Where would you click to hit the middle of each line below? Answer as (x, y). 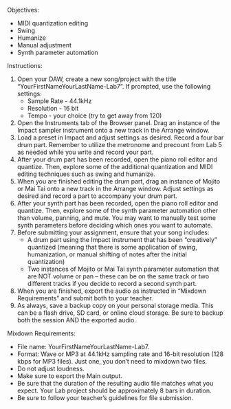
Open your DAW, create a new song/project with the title (97, 79)
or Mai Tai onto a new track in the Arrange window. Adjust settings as (115, 189)
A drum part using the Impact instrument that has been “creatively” (122, 240)
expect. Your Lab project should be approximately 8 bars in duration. (114, 390)
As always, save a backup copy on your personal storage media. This (115, 306)
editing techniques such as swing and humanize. (86, 174)
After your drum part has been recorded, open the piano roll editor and (117, 159)
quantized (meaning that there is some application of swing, (112, 247)
